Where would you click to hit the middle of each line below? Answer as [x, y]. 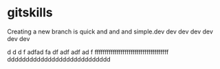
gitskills [30, 13]
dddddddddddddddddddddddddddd [59, 59]
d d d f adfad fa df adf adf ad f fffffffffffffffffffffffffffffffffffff [88, 52]
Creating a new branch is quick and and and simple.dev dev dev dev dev [110, 31]
